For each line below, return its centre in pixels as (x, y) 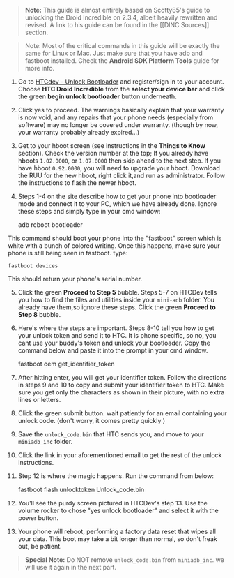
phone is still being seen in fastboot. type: (68, 253)
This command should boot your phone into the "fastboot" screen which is (115, 238)
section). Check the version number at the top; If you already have (113, 153)
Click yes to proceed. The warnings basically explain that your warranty (121, 110)
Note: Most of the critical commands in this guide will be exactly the (122, 46)
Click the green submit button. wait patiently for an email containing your (122, 413)
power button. (38, 518)
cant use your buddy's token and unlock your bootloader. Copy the (114, 343)
